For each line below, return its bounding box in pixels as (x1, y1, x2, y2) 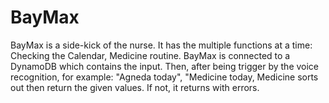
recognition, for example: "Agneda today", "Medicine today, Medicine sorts (10, 71, 319, 83)
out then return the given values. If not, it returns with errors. (10, 81, 260, 93)
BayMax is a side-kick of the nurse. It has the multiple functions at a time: (10, 39, 313, 51)
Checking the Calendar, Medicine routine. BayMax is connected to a (10, 49, 291, 61)
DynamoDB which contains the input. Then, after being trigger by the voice (10, 60, 320, 72)
